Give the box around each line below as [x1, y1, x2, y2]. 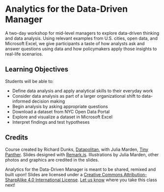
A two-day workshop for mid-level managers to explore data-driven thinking [5, 30, 160, 36]
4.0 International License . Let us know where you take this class [27, 177, 157, 183]
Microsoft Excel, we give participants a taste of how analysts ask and [5, 40, 145, 46]
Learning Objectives [5, 65, 69, 74]
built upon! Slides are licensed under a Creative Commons [5, 171, 123, 177]
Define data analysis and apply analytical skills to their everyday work [12, 87, 153, 94]
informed [12, 98, 31, 104]
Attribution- [123, 171, 147, 177]
